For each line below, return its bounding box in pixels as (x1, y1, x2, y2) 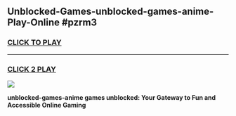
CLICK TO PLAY (7, 38, 62, 48)
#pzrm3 (61, 17, 97, 29)
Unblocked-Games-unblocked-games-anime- (7, 6, 214, 18)
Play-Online (7, 17, 60, 29)
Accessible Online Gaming (7, 101, 86, 109)
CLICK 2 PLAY (7, 64, 56, 74)
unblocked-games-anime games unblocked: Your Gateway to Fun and (7, 93, 216, 101)
